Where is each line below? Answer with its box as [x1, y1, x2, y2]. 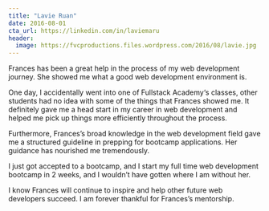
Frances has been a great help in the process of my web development [8, 63, 240, 73]
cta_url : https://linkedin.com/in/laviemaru [8, 26, 160, 34]
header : [8, 34, 35, 43]
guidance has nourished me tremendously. [8, 146, 150, 156]
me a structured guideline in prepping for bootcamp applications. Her [8, 137, 238, 147]
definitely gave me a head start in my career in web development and [8, 105, 238, 115]
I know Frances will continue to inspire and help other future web [8, 185, 223, 195]
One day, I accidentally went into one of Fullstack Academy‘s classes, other [8, 87, 259, 97]
